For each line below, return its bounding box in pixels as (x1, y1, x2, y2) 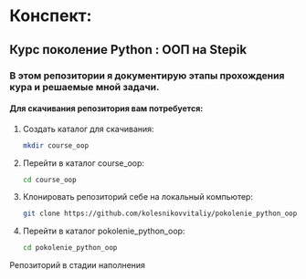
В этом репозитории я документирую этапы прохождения (9, 69, 285, 82)
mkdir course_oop (22, 140, 90, 150)
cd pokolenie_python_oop (22, 243, 118, 253)
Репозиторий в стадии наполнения (9, 260, 146, 271)
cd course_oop (22, 175, 77, 184)
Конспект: (9, 5, 92, 26)
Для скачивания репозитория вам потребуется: (9, 103, 204, 114)
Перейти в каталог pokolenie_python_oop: (22, 225, 185, 237)
